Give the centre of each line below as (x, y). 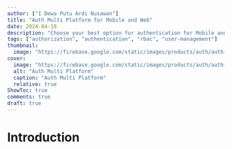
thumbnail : (23, 46)
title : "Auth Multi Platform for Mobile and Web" (80, 20)
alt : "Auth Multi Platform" (54, 71)
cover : (17, 59)
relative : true (35, 84)
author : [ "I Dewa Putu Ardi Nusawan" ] (63, 13)
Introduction (43, 138)
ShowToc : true (28, 90)
